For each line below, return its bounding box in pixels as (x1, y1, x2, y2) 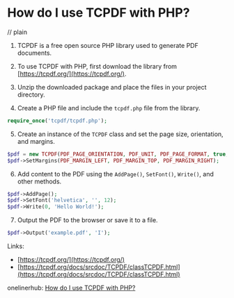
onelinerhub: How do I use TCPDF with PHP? (7, 283, 136, 292)
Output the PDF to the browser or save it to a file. (17, 216, 158, 224)
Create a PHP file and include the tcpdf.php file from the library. (17, 104, 201, 112)
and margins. (17, 137, 56, 145)
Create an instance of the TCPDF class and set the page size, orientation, (17, 130, 224, 138)
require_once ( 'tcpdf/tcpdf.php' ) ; (7, 117, 108, 124)
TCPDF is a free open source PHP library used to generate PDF (17, 41, 198, 49)
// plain (7, 28, 28, 36)
